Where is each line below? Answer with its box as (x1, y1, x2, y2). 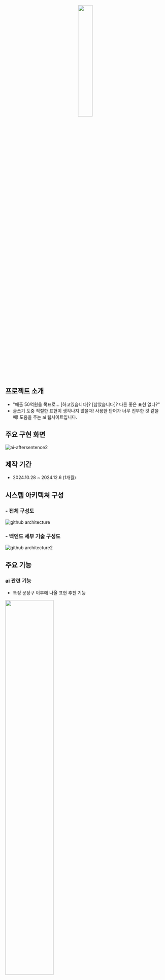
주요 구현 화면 (5, 430, 46, 439)
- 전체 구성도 (5, 507, 35, 514)
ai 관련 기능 (5, 577, 31, 584)
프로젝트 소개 (5, 387, 44, 396)
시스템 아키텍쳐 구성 (5, 491, 64, 499)
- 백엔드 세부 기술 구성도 (5, 533, 61, 540)
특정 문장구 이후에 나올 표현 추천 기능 (12, 590, 86, 596)
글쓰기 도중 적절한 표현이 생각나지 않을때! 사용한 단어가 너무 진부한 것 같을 (12, 407, 159, 414)
